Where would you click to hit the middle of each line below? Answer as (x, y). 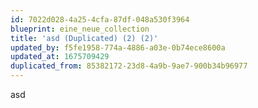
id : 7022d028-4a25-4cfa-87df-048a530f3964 (100, 19)
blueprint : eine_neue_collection (80, 29)
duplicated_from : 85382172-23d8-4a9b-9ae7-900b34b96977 (129, 66)
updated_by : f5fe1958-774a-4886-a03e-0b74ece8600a (118, 47)
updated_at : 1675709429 (60, 57)
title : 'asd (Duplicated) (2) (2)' (84, 38)
